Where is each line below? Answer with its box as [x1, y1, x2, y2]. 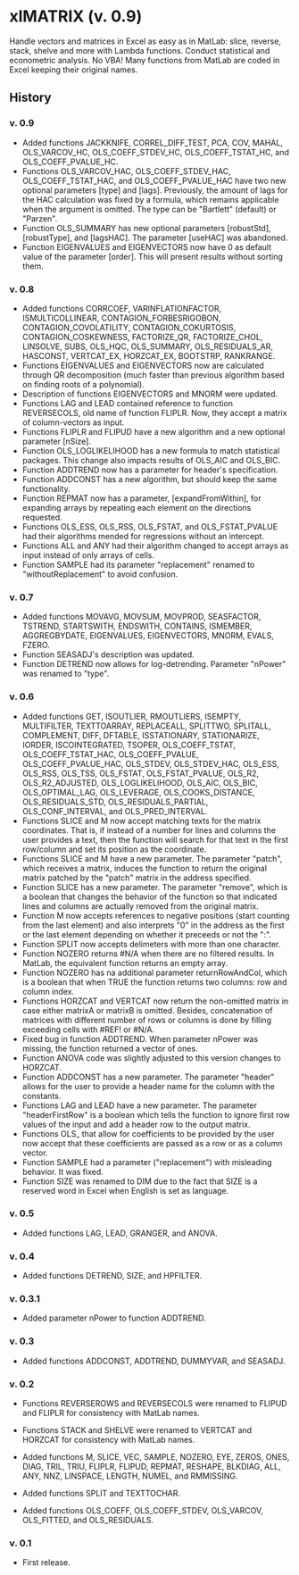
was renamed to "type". [21, 668, 110, 679]
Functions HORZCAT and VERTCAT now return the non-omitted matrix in [21, 996, 289, 1006]
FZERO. [21, 640, 51, 651]
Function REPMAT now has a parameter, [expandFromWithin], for [21, 493, 262, 504]
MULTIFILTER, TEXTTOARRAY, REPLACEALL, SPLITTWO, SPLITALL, [21, 721, 271, 731]
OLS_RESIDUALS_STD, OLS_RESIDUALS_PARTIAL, [21, 796, 209, 807]
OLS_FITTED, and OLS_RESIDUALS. [21, 1515, 154, 1525]
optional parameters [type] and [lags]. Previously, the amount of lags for [21, 185, 288, 196]
